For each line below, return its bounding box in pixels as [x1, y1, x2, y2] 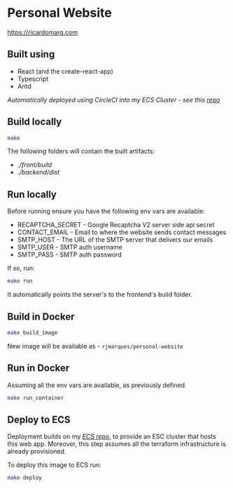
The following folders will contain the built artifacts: [7, 147, 155, 156]
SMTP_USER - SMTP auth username [17, 243, 122, 252]
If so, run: [7, 264, 35, 273]
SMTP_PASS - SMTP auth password [17, 250, 122, 259]
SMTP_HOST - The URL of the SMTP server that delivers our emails [17, 236, 213, 244]
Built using [7, 48, 55, 60]
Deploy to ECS [7, 414, 71, 426]
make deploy [7, 475, 42, 482]
